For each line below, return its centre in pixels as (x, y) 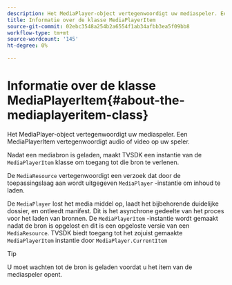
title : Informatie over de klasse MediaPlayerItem (81, 20)
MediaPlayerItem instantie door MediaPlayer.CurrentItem (87, 240)
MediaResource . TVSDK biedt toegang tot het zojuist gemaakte (95, 233)
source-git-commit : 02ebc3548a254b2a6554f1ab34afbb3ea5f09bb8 (98, 26)
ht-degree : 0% (28, 46)
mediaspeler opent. (35, 274)
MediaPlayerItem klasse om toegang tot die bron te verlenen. (93, 162)
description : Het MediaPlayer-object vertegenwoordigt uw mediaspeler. (112, 13)
